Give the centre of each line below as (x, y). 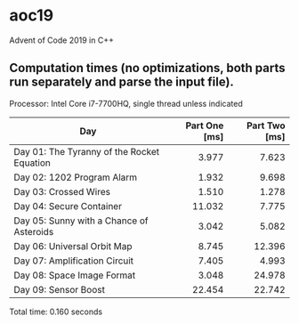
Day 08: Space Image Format (75, 275)
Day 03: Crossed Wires (62, 191)
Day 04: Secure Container (68, 206)
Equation (32, 163)
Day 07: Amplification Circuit (74, 261)
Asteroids (34, 231)
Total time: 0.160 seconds (56, 312)
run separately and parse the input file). (121, 82)
